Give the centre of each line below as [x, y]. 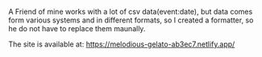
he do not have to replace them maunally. [77, 28]
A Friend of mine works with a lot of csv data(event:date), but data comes [131, 12]
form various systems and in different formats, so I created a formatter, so [131, 20]
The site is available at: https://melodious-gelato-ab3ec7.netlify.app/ [122, 44]
